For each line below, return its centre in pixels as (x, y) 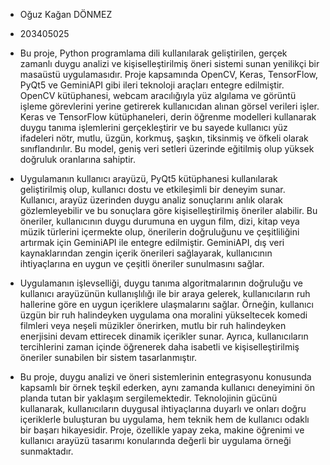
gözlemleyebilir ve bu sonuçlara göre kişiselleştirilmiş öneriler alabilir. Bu (168, 210)
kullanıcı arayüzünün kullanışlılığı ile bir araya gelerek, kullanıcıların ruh (165, 293)
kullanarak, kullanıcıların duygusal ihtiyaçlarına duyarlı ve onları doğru (163, 408)
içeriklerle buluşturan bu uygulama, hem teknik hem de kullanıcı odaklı (164, 419)
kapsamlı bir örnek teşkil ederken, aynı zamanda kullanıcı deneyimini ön (167, 387)
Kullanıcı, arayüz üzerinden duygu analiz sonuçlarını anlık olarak (151, 200)
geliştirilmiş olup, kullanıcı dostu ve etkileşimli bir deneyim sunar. (152, 189)
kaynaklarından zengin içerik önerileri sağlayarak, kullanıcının (146, 253)
